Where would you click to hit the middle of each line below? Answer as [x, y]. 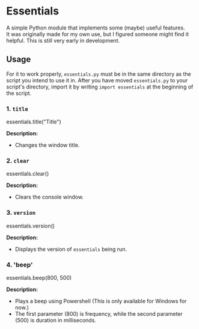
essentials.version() [31, 226]
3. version [21, 213]
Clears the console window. [49, 197]
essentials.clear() [28, 174]
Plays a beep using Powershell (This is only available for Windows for [101, 301]
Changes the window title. [47, 145]
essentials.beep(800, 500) [39, 277]
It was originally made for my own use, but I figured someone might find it [98, 34]
